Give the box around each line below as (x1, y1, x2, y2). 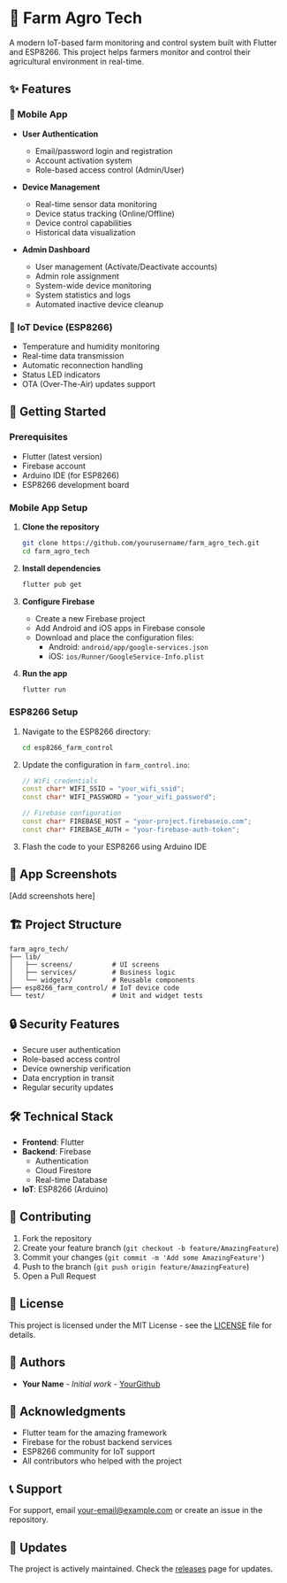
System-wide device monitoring (34, 280, 152, 290)
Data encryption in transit (21, 1073, 115, 1084)
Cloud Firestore (34, 1165, 92, 1176)
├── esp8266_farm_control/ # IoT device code (9, 984, 179, 992)
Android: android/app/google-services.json (48, 641, 209, 652)
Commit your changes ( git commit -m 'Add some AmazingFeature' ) (21, 1252, 265, 1263)
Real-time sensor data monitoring (34, 198, 157, 209)
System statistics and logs (34, 290, 131, 300)
